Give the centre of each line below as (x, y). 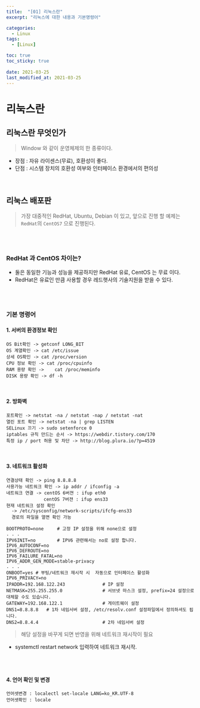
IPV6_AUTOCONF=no (28, 546)
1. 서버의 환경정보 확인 (32, 330)
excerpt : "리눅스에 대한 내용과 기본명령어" (54, 17)
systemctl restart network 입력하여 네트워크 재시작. (76, 647)
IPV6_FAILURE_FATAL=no (34, 556)
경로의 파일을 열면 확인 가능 (41, 517)
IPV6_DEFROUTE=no (28, 551)
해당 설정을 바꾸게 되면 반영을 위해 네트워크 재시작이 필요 (87, 634)
